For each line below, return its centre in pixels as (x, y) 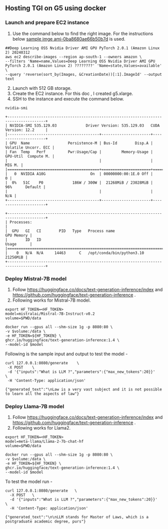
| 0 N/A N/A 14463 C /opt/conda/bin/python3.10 (74, 253)
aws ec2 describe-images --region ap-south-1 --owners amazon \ (73, 57)
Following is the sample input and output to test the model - (66, 354)
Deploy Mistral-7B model (36, 279)
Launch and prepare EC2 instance (47, 23)
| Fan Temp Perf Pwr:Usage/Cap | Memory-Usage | (79, 152)
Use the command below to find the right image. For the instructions (83, 33)
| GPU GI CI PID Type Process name (60, 231)
